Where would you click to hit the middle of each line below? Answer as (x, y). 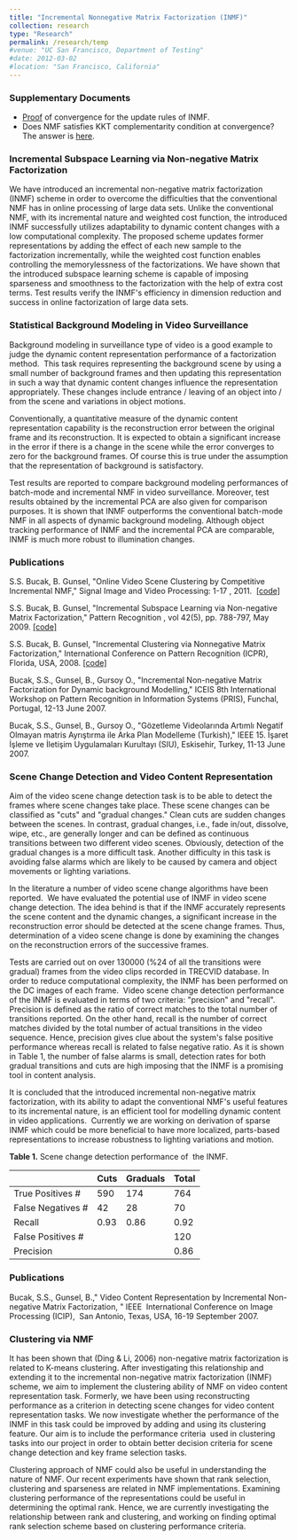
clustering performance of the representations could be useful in (127, 1497)
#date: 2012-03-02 (43, 59)
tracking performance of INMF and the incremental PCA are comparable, (142, 529)
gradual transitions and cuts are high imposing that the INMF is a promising (146, 1066)
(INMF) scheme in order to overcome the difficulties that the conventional (143, 199)
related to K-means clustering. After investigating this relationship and (137, 1367)
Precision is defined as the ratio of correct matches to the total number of (143, 1009)
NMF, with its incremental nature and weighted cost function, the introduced (148, 217)
